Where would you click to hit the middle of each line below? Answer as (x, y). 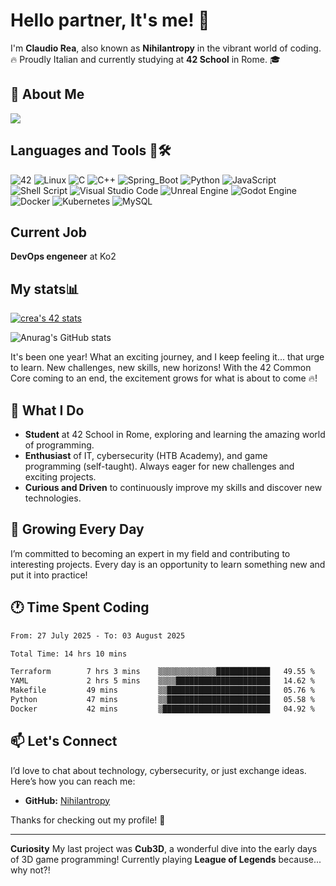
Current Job (48, 232)
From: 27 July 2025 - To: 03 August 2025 (98, 635)
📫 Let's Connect (64, 741)
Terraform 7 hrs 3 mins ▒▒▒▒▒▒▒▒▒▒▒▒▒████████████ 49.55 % (162, 672)
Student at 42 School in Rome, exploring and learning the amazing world (175, 434)
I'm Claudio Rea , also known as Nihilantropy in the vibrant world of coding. (166, 48)
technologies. (53, 498)
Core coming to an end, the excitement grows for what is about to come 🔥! (164, 378)
